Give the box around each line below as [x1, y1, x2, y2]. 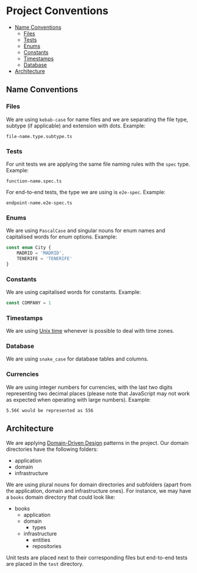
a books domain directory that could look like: [6, 493, 116, 500]
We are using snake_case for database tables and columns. [6, 355, 149, 362]
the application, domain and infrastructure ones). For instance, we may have [6, 487, 192, 494]
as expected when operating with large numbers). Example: [6, 396, 151, 403]
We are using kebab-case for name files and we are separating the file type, [6, 116, 189, 123]
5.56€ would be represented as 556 [6, 407, 94, 414]
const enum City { [6, 245, 51, 251]
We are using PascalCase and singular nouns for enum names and [6, 227, 166, 234]
